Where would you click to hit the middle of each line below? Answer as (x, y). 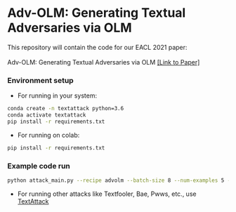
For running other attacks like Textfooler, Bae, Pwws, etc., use (107, 194)
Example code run (39, 166)
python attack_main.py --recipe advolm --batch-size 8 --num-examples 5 (116, 180)
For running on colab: (48, 135)
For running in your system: (57, 95)
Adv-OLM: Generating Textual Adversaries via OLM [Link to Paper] (104, 62)
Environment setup (40, 80)
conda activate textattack (47, 115)
